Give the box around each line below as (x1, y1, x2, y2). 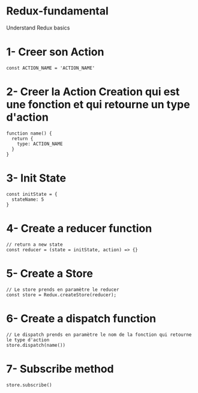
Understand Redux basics (6, 24, 70, 31)
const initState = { (6, 191, 58, 197)
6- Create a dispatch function (6, 311, 157, 325)
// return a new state (6, 242, 63, 248)
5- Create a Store (6, 266, 93, 280)
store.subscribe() (6, 382, 52, 388)
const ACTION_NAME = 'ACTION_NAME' (6, 65, 95, 71)
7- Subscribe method (6, 362, 114, 376)
